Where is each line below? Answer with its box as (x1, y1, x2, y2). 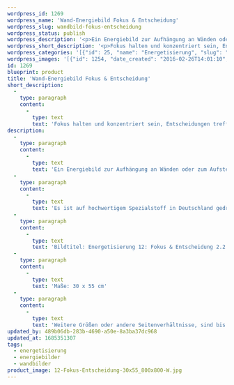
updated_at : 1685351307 (7, 334, 77, 342)
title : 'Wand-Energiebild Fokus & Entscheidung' (7, 75, 151, 82)
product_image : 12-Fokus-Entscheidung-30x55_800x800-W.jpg (7, 367, 182, 374)
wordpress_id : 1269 (7, 10, 64, 17)
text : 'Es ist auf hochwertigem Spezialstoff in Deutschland (32, 205, 214, 212)
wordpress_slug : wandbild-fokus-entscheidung (7, 23, 141, 30)
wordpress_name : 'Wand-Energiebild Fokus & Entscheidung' (7, 17, 179, 24)
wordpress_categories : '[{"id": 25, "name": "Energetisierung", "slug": (7, 50, 223, 56)
